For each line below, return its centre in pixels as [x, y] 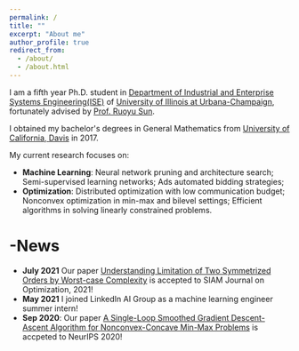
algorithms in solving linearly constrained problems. [117, 210]
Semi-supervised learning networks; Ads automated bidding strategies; [153, 181]
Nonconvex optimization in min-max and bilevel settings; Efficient [142, 200]
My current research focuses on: [69, 155]
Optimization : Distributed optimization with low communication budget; [154, 191]
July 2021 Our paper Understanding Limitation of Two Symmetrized [146, 270]
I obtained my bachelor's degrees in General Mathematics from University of [149, 128]
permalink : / [33, 17]
